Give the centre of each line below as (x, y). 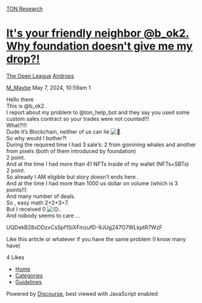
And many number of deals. (41, 196)
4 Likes (15, 257)
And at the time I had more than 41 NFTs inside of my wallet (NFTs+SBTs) (98, 164)
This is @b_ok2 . (27, 106)
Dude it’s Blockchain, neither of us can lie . (64, 131)
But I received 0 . (33, 209)
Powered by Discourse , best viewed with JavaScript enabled (82, 293)
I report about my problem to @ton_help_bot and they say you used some (98, 112)
